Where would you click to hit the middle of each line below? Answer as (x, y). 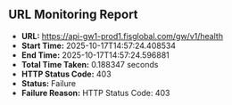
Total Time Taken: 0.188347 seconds (90, 64)
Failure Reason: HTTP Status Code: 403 (95, 93)
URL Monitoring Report (74, 15)
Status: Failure (49, 83)
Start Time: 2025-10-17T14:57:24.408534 (98, 45)
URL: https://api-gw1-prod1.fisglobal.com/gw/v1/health (122, 36)
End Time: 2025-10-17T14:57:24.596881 (95, 55)
